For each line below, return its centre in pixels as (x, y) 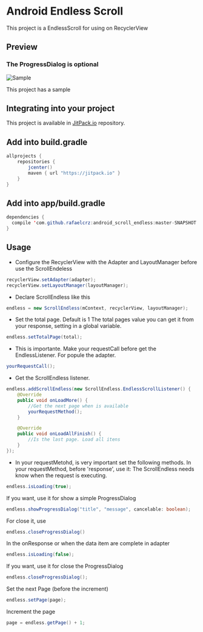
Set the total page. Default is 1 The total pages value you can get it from (104, 319)
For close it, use (26, 521)
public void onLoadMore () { (52, 400)
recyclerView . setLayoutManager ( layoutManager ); (68, 285)
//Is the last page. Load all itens (74, 440)
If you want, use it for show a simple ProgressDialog (71, 498)
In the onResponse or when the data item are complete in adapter (88, 543)
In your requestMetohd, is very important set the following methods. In (103, 462)
